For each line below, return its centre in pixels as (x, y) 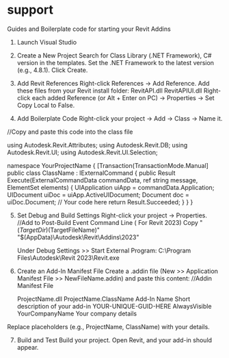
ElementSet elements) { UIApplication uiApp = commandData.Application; (111, 187)
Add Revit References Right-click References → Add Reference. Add (113, 83)
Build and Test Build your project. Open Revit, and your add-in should (114, 340)
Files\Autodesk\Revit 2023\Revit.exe (68, 258)
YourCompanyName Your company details (77, 313)
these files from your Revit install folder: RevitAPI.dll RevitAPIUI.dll (110, 91)
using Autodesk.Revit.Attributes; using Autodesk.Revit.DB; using (97, 145)
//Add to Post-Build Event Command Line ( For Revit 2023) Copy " (110, 222)
